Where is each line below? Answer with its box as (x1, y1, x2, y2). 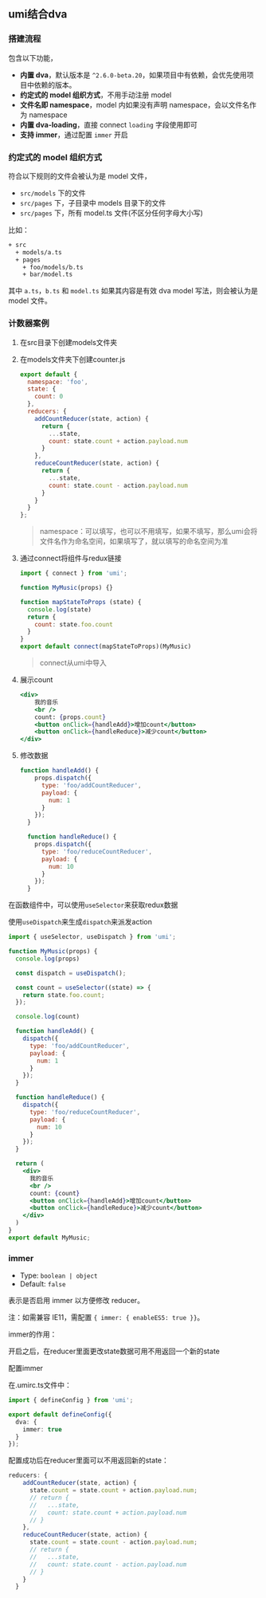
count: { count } (29, 1189, 80, 1197)
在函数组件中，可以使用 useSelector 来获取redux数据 (8, 900, 178, 910)
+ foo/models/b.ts (22, 263, 84, 271)
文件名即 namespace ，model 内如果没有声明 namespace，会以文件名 (19, 100, 249, 109)
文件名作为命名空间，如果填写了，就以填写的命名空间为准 (39, 536, 229, 546)
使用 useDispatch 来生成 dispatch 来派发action (8, 917, 153, 927)
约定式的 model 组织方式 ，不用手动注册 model (19, 90, 172, 100)
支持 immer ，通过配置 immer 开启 (19, 130, 129, 139)
